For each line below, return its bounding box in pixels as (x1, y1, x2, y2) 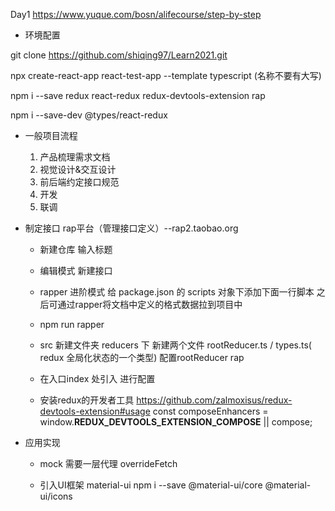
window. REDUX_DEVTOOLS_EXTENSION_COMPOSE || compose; (39, 416, 313, 428)
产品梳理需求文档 (39, 151, 111, 163)
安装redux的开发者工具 (39, 394, 135, 406)
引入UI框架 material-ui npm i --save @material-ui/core (39, 479, 263, 491)
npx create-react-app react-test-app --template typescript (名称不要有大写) (10, 70, 322, 81)
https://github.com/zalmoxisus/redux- (136, 394, 293, 406)
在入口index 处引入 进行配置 (39, 373, 156, 384)
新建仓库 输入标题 (39, 244, 113, 255)
